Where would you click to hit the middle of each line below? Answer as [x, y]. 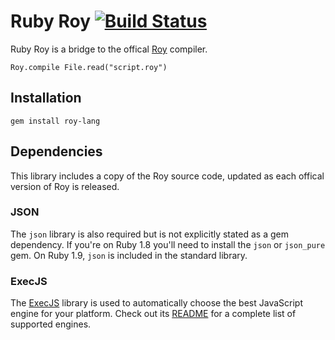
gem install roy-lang [55, 121]
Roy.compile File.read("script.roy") [89, 67]
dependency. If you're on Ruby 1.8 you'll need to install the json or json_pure [168, 244]
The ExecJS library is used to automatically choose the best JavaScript [156, 303]
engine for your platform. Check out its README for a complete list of [153, 314]
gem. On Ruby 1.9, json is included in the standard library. [129, 255]
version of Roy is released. [65, 186]
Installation [46, 98]
